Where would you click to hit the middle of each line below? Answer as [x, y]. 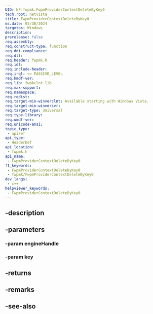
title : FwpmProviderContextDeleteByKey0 [47, 19]
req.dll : [14, 55]
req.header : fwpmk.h [26, 60]
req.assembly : [20, 42]
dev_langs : [16, 179]
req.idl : [14, 65]
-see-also [20, 306]
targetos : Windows [24, 28]
